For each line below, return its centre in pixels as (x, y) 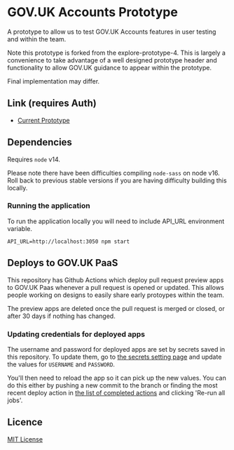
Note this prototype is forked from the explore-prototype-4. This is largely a (117, 53)
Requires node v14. (34, 159)
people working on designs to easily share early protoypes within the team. (116, 295)
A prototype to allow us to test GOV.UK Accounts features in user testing (112, 32)
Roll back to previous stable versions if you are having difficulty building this (117, 180)
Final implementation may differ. (54, 81)
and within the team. (37, 39)
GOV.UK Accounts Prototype (93, 12)
